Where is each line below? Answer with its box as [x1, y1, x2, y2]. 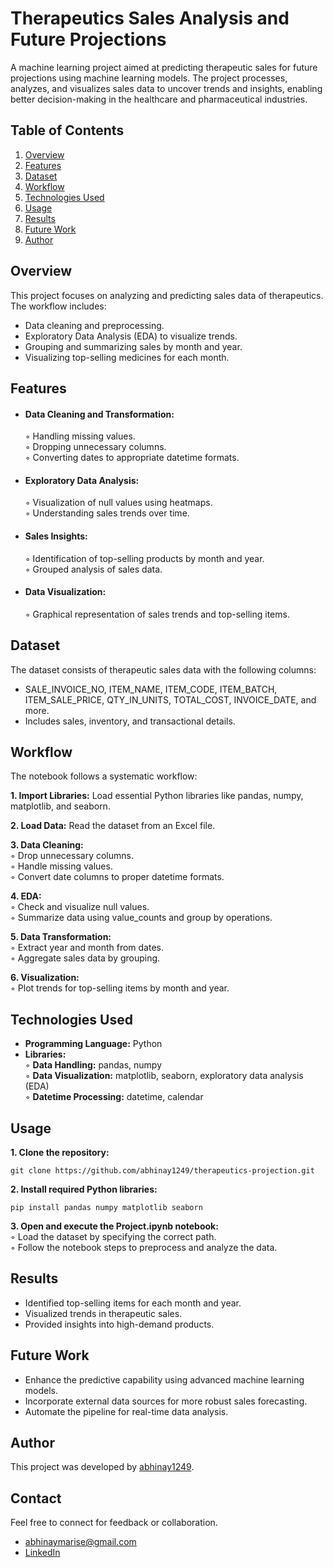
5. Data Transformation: [10, 931, 112, 943]
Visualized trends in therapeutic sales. [24, 1307, 183, 1319]
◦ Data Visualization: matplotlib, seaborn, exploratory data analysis [24, 1070, 304, 1082]
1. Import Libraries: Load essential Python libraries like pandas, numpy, [10, 790, 304, 802]
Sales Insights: [24, 530, 88, 542]
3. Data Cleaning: [10, 839, 84, 851]
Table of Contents [10, 122, 125, 139]
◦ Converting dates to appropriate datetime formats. [24, 452, 240, 464]
